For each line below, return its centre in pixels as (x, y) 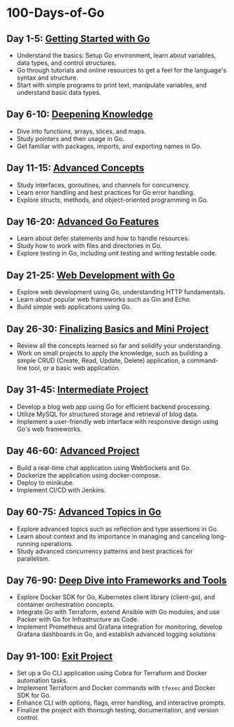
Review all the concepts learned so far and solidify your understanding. (119, 346)
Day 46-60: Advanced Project (73, 451)
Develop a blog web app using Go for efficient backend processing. (114, 406)
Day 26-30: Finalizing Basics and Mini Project (108, 329)
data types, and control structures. (66, 63)
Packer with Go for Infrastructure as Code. (78, 619)
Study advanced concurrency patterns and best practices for (105, 551)
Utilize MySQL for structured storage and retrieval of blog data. (107, 414)
